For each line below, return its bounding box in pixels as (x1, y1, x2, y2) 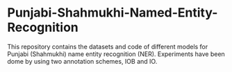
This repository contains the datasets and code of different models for (7, 42, 208, 51)
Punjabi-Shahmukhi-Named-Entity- (7, 5, 218, 21)
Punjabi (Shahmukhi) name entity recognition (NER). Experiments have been (7, 50, 226, 58)
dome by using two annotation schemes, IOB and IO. (7, 57, 158, 65)
